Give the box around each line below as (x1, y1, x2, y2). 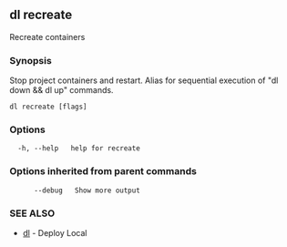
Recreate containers (9, 31, 86, 42)
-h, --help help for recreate (17, 144, 141, 153)
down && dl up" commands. (9, 85, 114, 96)
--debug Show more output (33, 186, 141, 195)
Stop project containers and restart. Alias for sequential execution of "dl (9, 75, 279, 86)
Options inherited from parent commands (9, 165, 198, 178)
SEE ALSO (9, 207, 56, 220)
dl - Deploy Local (22, 228, 87, 238)
